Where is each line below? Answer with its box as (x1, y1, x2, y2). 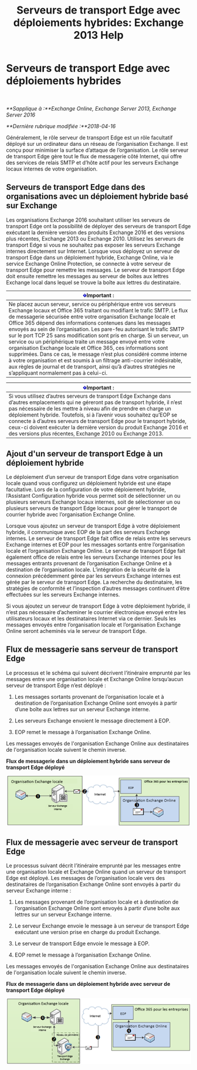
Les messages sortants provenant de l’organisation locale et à (14, 693, 164, 700)
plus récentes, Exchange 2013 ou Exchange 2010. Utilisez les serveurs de (6, 235, 184, 242)
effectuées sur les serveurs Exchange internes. (6, 591, 120, 598)
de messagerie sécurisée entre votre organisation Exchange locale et (8, 313, 176, 320)
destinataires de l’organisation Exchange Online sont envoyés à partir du (6, 881, 181, 888)
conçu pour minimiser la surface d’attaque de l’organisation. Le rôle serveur (6, 146, 189, 154)
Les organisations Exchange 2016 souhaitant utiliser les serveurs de (6, 216, 170, 224)
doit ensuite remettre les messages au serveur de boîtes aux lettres (6, 272, 169, 279)
